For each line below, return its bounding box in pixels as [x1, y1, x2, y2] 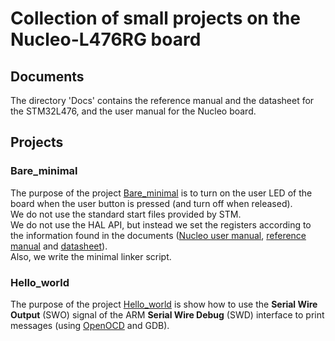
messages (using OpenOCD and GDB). [10, 319, 170, 331]
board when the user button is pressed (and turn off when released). [10, 197, 293, 209]
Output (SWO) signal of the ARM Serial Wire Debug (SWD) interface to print [10, 308, 325, 321]
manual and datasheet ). [10, 240, 108, 252]
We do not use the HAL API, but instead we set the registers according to [10, 218, 312, 231]
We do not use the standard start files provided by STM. [10, 208, 242, 220]
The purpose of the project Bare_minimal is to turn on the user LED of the [10, 187, 313, 199]
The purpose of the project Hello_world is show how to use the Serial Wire [10, 298, 318, 310]
